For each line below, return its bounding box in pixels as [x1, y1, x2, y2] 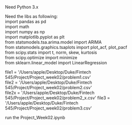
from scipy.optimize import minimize [5, 55, 77, 60]
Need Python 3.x [5, 4, 39, 10]
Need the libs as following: [5, 14, 58, 19]
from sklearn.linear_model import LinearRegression [5, 60, 107, 65]
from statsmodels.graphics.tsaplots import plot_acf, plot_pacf [5, 45, 127, 50]
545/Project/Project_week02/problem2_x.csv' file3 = [5, 95, 110, 101]
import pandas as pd [5, 19, 46, 24]
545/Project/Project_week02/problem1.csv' [5, 75, 91, 80]
